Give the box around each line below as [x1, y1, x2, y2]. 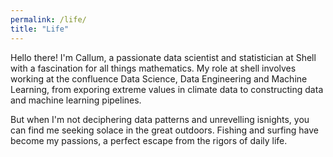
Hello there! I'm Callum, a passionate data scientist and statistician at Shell [10, 51, 317, 63]
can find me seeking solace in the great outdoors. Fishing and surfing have [10, 124, 319, 136]
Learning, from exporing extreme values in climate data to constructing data [10, 83, 324, 95]
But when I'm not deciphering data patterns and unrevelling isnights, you [10, 113, 310, 125]
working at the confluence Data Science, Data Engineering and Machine [10, 72, 308, 85]
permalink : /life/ [10, 14, 87, 25]
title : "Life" [10, 24, 70, 34]
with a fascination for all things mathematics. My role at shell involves [10, 62, 297, 74]
